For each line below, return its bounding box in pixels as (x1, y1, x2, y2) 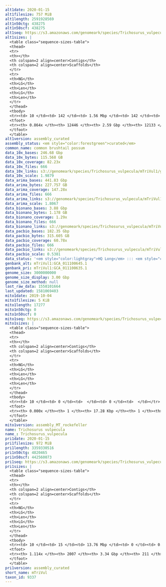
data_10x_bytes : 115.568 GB (5, 155, 63, 160)
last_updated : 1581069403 (5, 289, 58, 294)
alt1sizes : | (5, 35, 32, 40)
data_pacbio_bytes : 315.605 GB (5, 233, 70, 238)
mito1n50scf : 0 (5, 312, 37, 317)
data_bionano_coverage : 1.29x (5, 215, 68, 220)
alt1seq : (5, 30, 23, 35)
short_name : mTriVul (5, 570, 48, 575)
